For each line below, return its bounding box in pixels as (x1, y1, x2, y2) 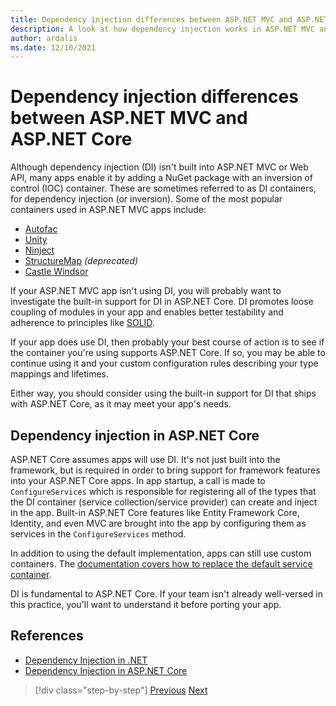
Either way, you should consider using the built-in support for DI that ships (10, 387, 317, 400)
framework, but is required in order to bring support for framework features (10, 464, 321, 476)
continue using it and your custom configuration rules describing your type (10, 357, 319, 370)
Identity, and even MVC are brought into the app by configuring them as (10, 517, 307, 529)
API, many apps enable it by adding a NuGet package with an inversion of (10, 172, 313, 184)
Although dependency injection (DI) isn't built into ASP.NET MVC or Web (10, 161, 309, 173)
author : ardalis (10, 33, 78, 43)
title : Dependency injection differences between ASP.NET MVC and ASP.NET (10, 14, 329, 25)
